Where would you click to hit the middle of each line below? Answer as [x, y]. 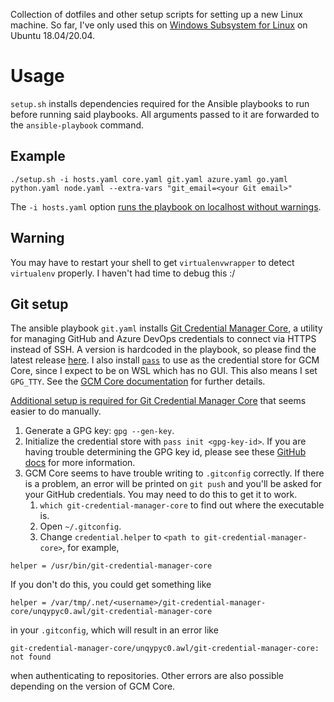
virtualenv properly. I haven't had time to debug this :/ [123, 273]
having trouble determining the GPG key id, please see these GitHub [165, 452]
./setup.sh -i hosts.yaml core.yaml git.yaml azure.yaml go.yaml [149, 179]
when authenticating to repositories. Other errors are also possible [147, 676]
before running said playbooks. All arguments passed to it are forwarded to [165, 114]
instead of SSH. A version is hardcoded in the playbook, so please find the [163, 350]
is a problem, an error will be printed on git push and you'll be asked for [173, 484]
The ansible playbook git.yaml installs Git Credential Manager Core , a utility [166, 328]
